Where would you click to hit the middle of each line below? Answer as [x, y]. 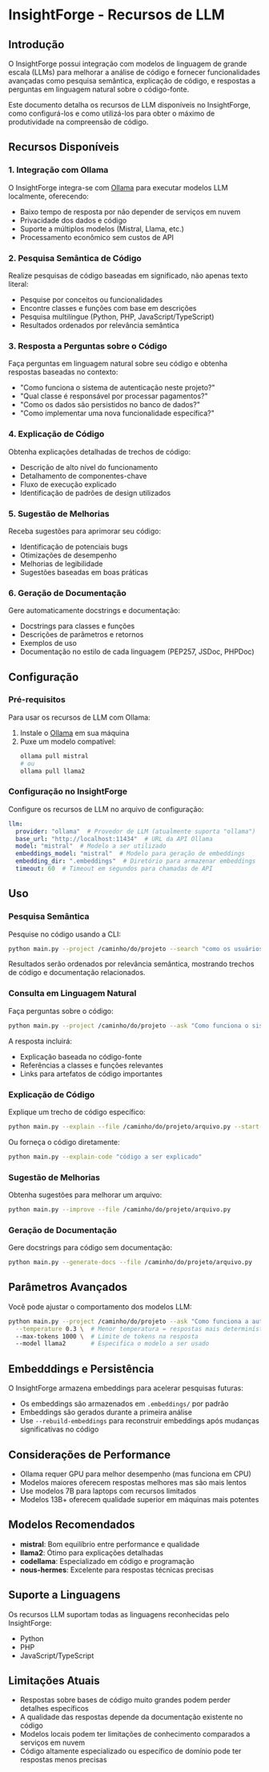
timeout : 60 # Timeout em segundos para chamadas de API [114, 869]
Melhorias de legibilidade [61, 563]
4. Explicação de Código [56, 434]
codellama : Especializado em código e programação [107, 1561]
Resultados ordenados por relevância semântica [100, 325]
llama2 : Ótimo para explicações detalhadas [92, 1553]
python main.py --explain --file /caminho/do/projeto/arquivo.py [119, 1126]
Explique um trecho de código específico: [77, 1112]
